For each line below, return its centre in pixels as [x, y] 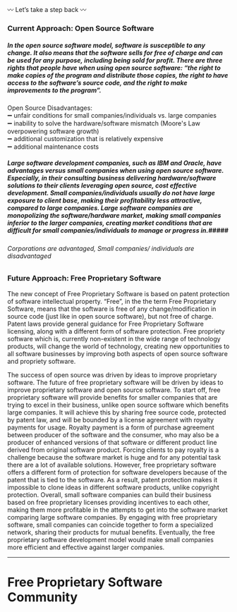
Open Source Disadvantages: [50, 108]
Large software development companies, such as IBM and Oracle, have [115, 163]
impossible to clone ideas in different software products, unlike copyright [114, 487]
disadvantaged [29, 256]
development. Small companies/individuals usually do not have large [111, 193]
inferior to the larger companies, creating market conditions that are [110, 223]
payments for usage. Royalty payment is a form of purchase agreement [111, 427]
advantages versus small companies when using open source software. [116, 171]
